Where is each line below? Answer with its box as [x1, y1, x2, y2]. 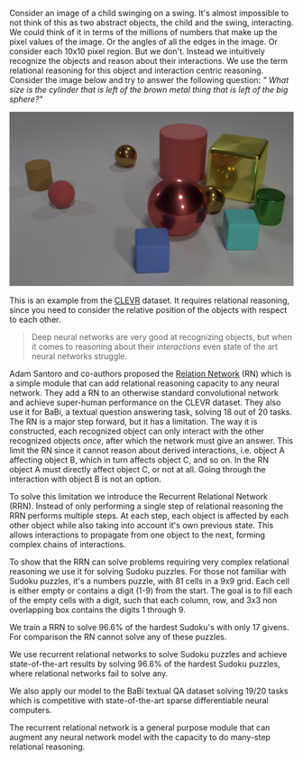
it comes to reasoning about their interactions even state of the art [31, 341, 278, 352]
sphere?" [9, 94, 43, 105]
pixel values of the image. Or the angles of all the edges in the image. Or [9, 36, 278, 47]
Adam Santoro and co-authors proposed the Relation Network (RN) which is [9, 368, 291, 379]
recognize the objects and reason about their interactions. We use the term [9, 56, 289, 66]
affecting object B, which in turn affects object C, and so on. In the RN [9, 454, 269, 465]
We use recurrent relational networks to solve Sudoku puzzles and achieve [9, 648, 288, 659]
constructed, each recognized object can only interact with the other [9, 426, 265, 436]
